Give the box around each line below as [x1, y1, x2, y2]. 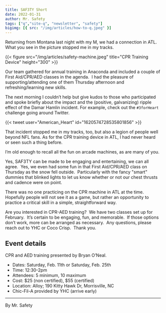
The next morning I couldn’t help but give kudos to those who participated [5, 94, 156, 100]
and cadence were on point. [5, 180, 63, 186]
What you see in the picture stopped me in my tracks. [5, 44, 114, 50]
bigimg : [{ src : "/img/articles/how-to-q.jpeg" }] [5, 26, 112, 31]
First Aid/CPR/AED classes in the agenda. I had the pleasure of [5, 74, 134, 80]
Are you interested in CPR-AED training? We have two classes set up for [5, 209, 153, 215]
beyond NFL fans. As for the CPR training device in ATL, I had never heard [5, 134, 156, 140]
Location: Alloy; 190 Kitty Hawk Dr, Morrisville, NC [12, 282, 115, 289]
